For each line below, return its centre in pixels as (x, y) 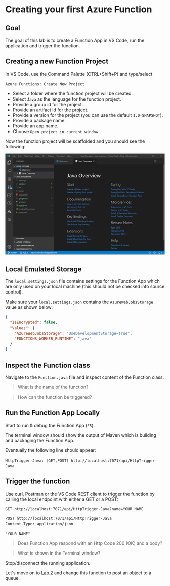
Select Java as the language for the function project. (67, 99)
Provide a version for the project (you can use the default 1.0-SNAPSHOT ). (88, 115)
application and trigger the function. (43, 46)
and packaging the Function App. (40, 440)
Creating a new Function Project (57, 62)
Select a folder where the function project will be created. (73, 93)
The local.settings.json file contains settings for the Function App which (83, 281)
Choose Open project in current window (55, 131)
